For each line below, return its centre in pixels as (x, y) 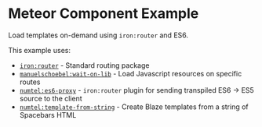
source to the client (51, 98)
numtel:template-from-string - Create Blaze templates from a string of (134, 107)
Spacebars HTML (48, 115)
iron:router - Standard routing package (84, 65)
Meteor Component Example (104, 14)
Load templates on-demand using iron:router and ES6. (98, 35)
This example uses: (39, 50)
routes (30, 82)
